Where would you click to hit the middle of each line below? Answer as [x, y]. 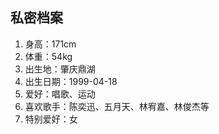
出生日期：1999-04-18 [71, 81]
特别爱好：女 [51, 119]
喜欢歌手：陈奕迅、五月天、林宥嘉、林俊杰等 [117, 106]
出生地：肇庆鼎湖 [60, 69]
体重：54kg [48, 56]
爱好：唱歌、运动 [60, 94]
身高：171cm [50, 44]
